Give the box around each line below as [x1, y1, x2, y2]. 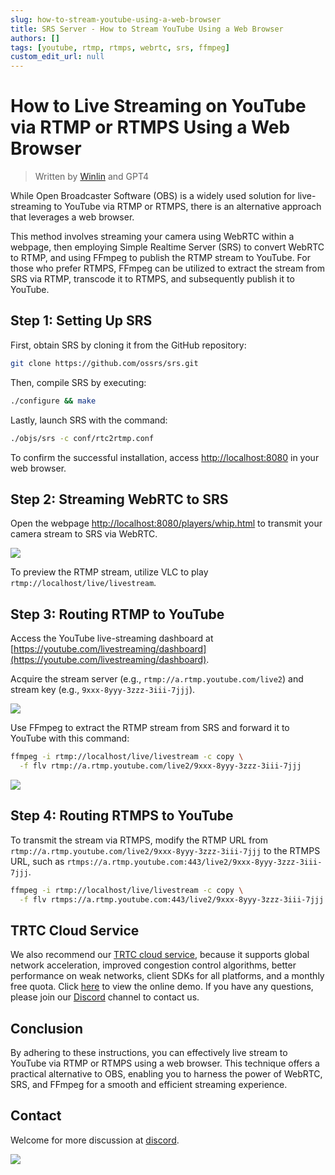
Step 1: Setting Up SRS [10, 312, 153, 330]
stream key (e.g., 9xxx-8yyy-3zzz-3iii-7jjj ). [10, 684, 196, 696]
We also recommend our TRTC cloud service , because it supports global [10, 949, 310, 961]
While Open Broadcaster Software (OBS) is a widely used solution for [10, 190, 296, 202]
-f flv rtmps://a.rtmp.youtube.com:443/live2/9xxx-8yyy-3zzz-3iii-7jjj [19, 894, 325, 905]
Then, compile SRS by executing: [10, 376, 147, 388]
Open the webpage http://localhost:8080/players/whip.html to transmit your [10, 517, 323, 530]
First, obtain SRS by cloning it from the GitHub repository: [10, 339, 247, 351]
